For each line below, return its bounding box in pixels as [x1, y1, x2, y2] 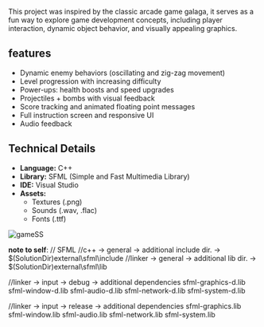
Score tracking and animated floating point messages [19, 101, 196, 111]
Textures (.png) [31, 197, 83, 207]
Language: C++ [19, 163, 73, 172]
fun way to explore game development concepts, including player [8, 15, 223, 25]
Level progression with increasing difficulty [19, 76, 161, 86]
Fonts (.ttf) [31, 214, 66, 223]
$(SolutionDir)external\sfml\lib [8, 262, 107, 271]
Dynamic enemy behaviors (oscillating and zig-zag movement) [19, 68, 225, 77]
